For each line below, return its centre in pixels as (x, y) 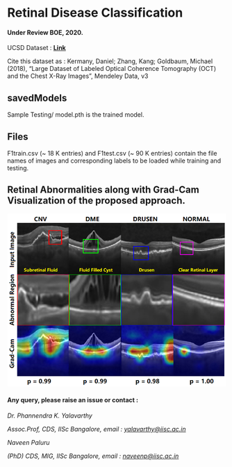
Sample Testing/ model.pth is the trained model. (76, 115)
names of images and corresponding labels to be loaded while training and (114, 161)
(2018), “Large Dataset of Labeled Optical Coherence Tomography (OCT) (112, 69)
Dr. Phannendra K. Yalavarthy (50, 416)
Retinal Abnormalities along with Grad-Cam (103, 190)
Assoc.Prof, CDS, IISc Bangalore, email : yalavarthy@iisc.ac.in (97, 429)
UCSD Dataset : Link (36, 48)
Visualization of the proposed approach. (96, 200)
